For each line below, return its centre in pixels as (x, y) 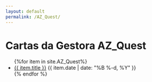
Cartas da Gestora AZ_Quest (76, 46)
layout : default (25, 11)
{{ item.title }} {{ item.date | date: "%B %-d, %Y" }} (75, 68)
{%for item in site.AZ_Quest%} (51, 62)
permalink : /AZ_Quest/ (33, 17)
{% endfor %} (31, 74)
